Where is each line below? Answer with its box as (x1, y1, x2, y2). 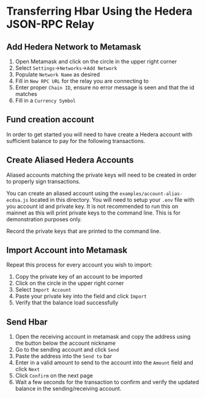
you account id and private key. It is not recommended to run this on (6, 202, 179, 210)
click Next (15, 366, 40, 373)
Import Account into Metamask (6, 245, 127, 256)
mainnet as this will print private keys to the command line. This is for (6, 209, 181, 216)
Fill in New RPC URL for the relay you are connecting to (15, 78, 149, 84)
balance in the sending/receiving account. (15, 385, 122, 392)
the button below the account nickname (15, 339, 116, 347)
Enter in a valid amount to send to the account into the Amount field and (15, 359, 194, 366)
